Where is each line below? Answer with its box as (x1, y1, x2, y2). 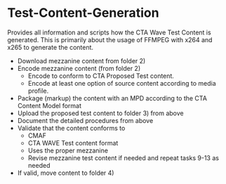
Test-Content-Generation (7, 5, 159, 21)
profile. (27, 86, 49, 95)
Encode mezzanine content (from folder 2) (17, 64, 141, 72)
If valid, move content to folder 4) (17, 169, 114, 177)
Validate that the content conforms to (17, 124, 126, 132)
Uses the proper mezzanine (27, 146, 109, 155)
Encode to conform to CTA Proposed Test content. (27, 72, 174, 80)
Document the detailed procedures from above (17, 116, 154, 124)
